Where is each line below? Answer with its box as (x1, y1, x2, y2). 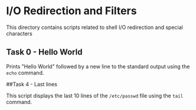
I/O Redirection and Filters (6, 4, 137, 18)
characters (6, 30, 32, 37)
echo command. (6, 69, 44, 76)
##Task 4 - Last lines (6, 80, 58, 88)
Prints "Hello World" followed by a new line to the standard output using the (6, 63, 190, 70)
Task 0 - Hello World (6, 47, 83, 57)
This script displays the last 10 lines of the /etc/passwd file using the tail (6, 92, 184, 99)
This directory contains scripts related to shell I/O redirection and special (6, 24, 183, 31)
